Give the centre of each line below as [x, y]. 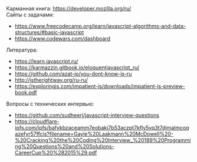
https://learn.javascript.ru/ [46, 61]
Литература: [22, 50]
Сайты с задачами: [30, 15]
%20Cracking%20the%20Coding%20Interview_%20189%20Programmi [103, 140]
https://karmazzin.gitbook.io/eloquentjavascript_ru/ [77, 67]
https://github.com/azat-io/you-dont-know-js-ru [73, 74]
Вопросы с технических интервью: [50, 104]
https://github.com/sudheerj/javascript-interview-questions [87, 115]
